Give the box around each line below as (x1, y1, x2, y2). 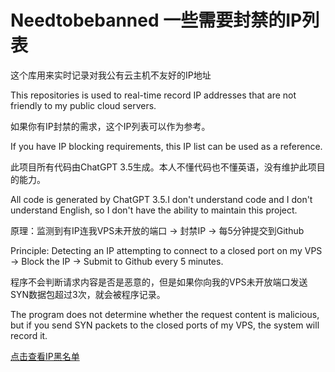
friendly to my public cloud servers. (10, 99, 157, 111)
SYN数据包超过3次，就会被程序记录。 (10, 288, 166, 300)
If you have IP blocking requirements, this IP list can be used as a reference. (10, 140, 323, 152)
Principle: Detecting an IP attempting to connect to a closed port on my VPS (10, 244, 323, 256)
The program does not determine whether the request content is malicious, (10, 308, 320, 320)
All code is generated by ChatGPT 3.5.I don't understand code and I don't (10, 193, 313, 205)
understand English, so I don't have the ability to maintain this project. (10, 204, 298, 216)
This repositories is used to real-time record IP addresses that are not (10, 89, 297, 101)
